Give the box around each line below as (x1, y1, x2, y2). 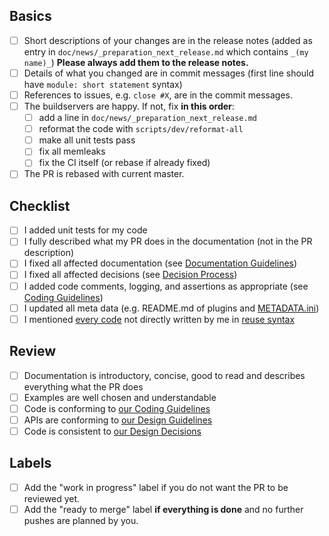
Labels (9, 455, 52, 472)
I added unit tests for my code (23, 224, 148, 236)
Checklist (9, 197, 71, 214)
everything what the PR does (23, 380, 144, 393)
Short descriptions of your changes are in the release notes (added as (23, 34, 313, 46)
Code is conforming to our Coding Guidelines (23, 402, 211, 414)
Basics (9, 8, 52, 25)
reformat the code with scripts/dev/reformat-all (38, 123, 244, 135)
